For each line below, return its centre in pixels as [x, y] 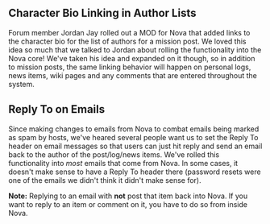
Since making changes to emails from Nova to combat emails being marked [134, 129]
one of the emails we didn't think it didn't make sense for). [105, 180]
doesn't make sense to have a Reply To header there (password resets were [135, 172]
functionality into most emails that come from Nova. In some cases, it [123, 163]
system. [21, 84]
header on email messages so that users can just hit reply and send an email [135, 146]
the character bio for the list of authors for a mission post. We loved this [127, 41]
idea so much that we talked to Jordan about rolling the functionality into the [135, 50]
